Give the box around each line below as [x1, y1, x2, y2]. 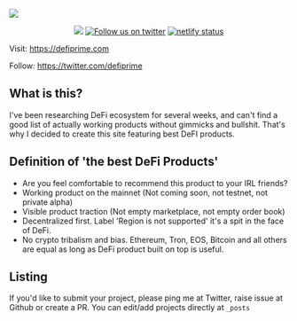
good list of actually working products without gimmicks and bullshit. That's [9, 119, 285, 129]
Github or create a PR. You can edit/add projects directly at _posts [9, 302, 251, 313]
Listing [9, 270, 49, 285]
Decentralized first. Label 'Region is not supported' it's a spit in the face [21, 215, 285, 226]
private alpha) [21, 196, 74, 207]
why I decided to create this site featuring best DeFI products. [9, 129, 235, 139]
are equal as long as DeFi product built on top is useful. [21, 244, 224, 254]
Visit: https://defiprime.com [9, 43, 109, 53]
